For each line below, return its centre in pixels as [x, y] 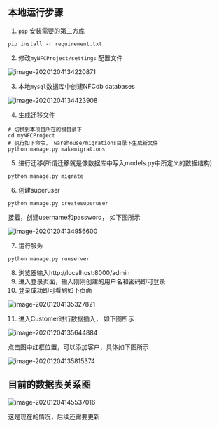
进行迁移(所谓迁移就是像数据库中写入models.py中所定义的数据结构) [115, 162]
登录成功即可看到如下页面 [55, 290]
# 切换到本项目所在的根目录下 [45, 129]
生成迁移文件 [36, 115]
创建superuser [39, 190]
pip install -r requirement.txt [55, 44]
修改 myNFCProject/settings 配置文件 [70, 57]
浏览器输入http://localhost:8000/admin [74, 272]
